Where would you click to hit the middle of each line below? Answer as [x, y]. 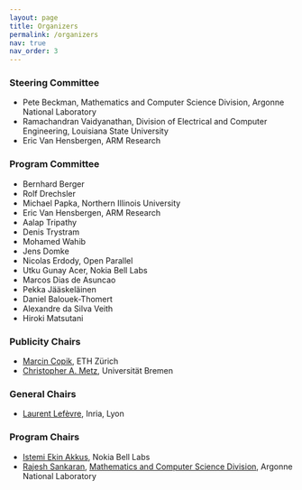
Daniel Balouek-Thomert [67, 299]
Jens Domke [46, 251]
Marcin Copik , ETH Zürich [70, 361]
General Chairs [43, 393]
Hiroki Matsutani [53, 318]
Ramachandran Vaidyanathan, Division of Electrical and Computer [145, 122]
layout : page [34, 18]
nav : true [28, 43]
